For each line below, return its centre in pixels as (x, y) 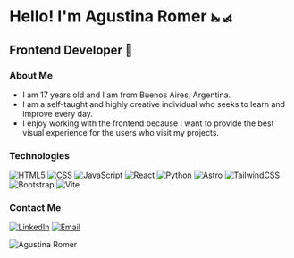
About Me (31, 75)
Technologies (39, 155)
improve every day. (58, 113)
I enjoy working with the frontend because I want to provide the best (148, 123)
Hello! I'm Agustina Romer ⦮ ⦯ (121, 17)
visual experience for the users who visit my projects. (121, 132)
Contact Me (35, 208)
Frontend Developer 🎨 (71, 50)
